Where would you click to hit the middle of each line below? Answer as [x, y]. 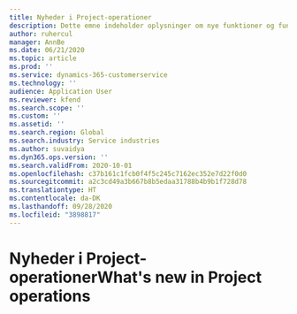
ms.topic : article [43, 58]
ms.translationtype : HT [53, 190]
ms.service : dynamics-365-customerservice [88, 75]
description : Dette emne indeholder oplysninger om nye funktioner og [142, 26]
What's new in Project [179, 277]
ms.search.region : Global [57, 133]
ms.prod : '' [31, 67]
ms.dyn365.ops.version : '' [59, 157]
